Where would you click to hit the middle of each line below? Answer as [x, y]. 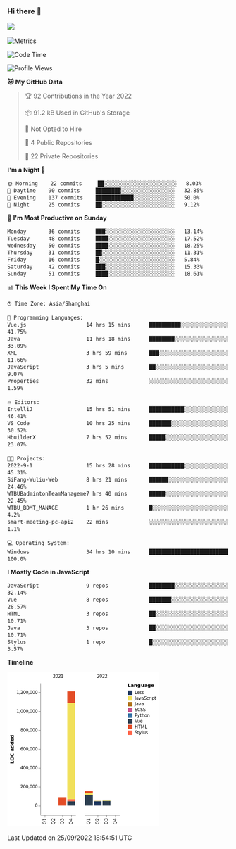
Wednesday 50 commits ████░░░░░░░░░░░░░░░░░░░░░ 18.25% [105, 246]
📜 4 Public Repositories [58, 143]
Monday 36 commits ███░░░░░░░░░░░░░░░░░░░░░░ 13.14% [105, 232]
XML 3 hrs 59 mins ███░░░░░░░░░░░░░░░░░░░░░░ [118, 353]
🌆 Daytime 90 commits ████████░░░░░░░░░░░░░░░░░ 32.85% [105, 191]
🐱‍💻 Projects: [26, 459]
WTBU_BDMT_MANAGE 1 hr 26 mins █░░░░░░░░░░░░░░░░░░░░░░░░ [118, 508]
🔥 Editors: [24, 403]
